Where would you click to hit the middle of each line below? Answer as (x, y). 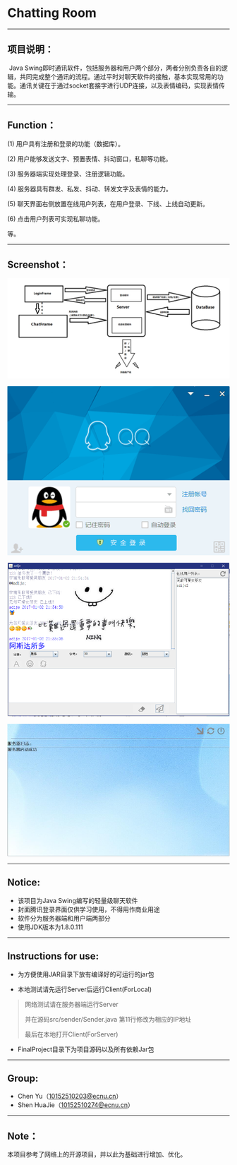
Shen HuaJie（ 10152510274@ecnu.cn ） (75, 1105)
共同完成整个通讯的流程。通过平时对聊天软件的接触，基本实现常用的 (118, 76)
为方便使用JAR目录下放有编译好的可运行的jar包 (86, 974)
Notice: (24, 883)
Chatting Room (52, 13)
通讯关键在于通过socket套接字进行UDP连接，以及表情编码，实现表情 (119, 85)
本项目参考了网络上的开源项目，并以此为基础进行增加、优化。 (97, 1154)
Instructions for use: (53, 956)
